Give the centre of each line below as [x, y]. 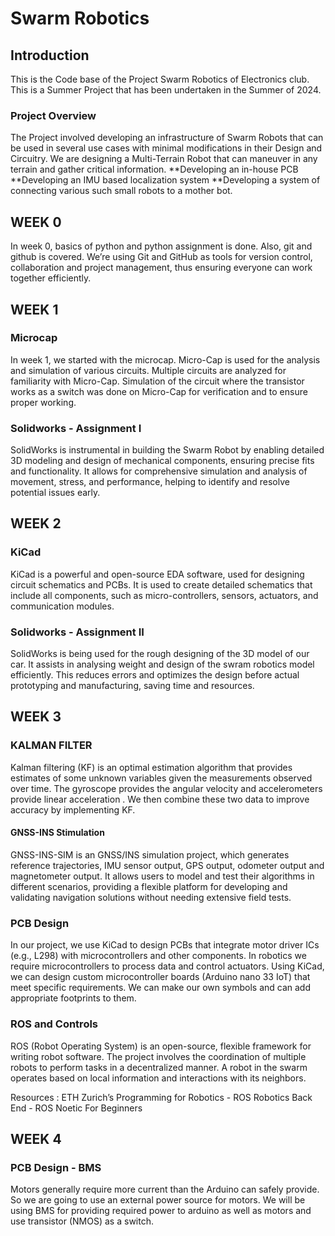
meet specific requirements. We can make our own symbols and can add [160, 988]
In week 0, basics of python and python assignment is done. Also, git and [161, 246]
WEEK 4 [36, 1138]
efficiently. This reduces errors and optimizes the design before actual [155, 675]
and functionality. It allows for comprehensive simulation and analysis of [159, 471]
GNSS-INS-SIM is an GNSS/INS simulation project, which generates [150, 854]
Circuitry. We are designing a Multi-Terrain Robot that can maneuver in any [164, 159]
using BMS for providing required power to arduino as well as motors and [161, 1211]
